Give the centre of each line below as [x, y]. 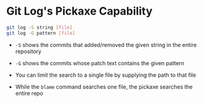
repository [28, 51]
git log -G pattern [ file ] [41, 33]
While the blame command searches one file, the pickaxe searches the [104, 87]
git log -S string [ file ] [39, 27]
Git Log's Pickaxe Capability [79, 11]
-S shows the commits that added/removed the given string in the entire [106, 44]
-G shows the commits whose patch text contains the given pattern [100, 63]
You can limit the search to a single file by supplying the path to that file [105, 75]
